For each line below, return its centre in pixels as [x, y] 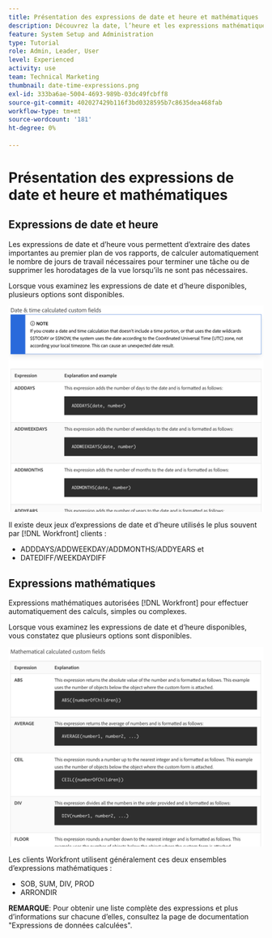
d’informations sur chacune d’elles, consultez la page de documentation [129, 916]
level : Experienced [41, 60]
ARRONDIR [38, 892]
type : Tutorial [34, 43]
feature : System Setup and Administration [81, 34]
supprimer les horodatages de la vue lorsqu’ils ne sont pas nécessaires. [128, 270]
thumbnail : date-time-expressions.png [74, 85]
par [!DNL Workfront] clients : [57, 534]
